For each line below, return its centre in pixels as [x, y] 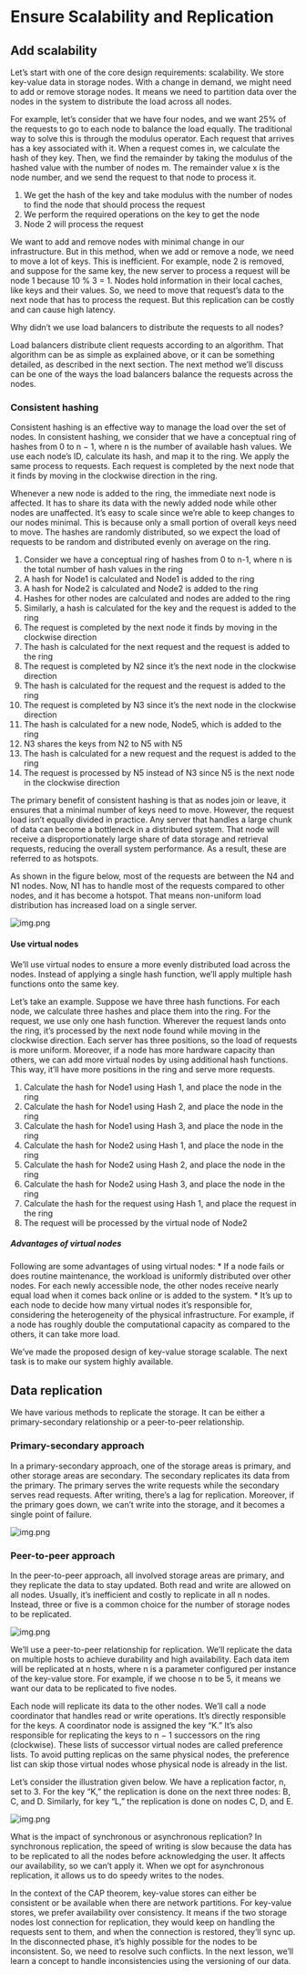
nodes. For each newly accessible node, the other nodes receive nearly [144, 1286]
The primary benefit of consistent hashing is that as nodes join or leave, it [148, 800]
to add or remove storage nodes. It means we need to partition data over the [153, 92]
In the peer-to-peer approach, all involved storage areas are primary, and [148, 1575]
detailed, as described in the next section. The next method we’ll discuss [147, 364]
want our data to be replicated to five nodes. [93, 1688]
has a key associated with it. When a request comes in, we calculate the [145, 148]
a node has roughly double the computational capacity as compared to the [150, 1324]
